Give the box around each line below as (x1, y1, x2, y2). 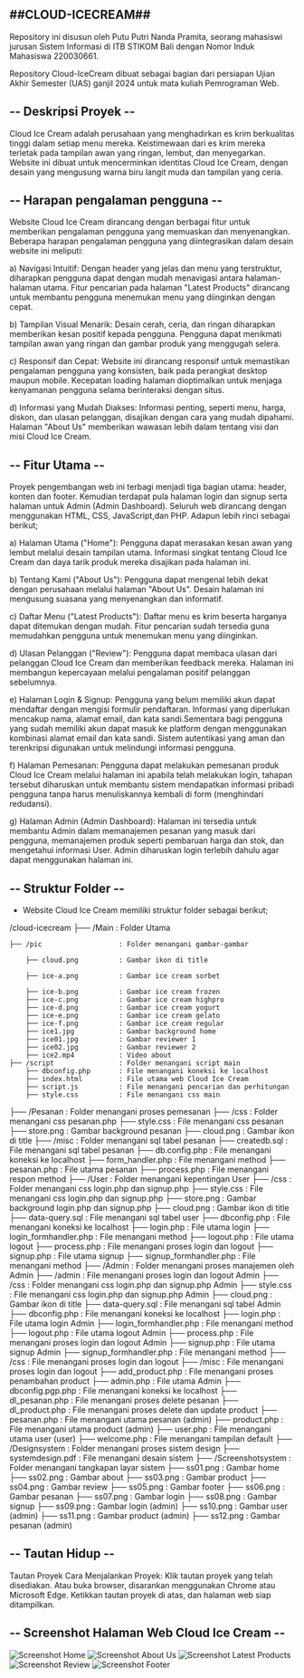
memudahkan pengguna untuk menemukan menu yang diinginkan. (9, 630, 259, 641)
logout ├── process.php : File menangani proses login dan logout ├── (9, 1241, 274, 1252)
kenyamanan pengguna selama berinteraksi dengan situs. (9, 385, 224, 396)
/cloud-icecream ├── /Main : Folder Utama (9, 923, 171, 934)
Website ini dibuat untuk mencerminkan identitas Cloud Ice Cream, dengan (9, 157, 289, 168)
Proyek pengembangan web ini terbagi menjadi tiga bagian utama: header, (9, 482, 287, 493)
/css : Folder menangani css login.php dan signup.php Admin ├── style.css (9, 1280, 292, 1290)
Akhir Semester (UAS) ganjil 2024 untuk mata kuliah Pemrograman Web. (9, 77, 280, 89)
